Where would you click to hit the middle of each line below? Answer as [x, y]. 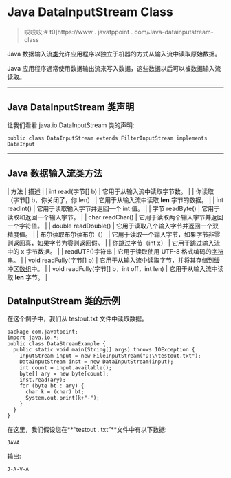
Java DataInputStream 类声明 [71, 107]
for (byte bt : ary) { [52, 386]
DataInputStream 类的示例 [64, 301]
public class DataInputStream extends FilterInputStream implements [107, 138]
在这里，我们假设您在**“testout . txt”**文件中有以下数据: [87, 430]
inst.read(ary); [43, 380]
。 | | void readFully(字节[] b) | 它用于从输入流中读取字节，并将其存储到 [114, 260]
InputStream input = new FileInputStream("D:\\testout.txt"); [110, 356]
